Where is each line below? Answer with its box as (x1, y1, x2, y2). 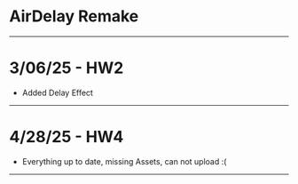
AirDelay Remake (9, 6, 139, 27)
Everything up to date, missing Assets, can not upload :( (21, 156, 227, 166)
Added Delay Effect (21, 87, 93, 98)
